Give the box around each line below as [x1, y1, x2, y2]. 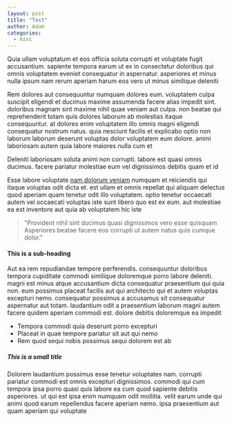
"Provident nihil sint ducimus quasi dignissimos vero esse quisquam [23, 219, 217, 227]
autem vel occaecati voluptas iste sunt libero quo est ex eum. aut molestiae [7, 198, 221, 206]
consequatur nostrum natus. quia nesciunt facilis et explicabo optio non [7, 127, 211, 136]
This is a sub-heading [7, 249, 71, 257]
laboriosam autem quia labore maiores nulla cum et [7, 142, 153, 150]
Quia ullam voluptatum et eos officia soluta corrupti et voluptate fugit [7, 55, 203, 63]
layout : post [7, 10, 45, 17]
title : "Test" [7, 17, 48, 24]
